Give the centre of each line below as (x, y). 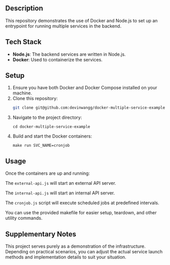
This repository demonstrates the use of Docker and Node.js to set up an (82, 20)
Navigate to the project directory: (47, 118)
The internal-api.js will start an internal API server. (60, 193)
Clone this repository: (35, 98)
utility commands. (24, 218)
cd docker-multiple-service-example (51, 127)
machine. (22, 93)
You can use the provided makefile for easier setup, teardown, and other (81, 213)
